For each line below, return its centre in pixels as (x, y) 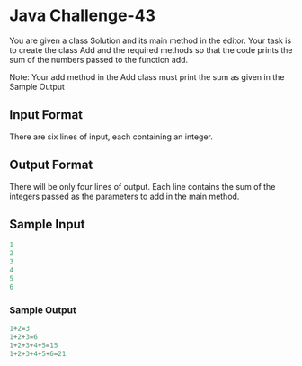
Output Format (51, 165)
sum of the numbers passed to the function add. (99, 59)
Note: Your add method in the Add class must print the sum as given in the (147, 76)
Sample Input (47, 224)
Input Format (46, 115)
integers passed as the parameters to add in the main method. (124, 196)
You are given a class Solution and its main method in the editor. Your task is (151, 40)
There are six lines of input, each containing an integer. (111, 137)
